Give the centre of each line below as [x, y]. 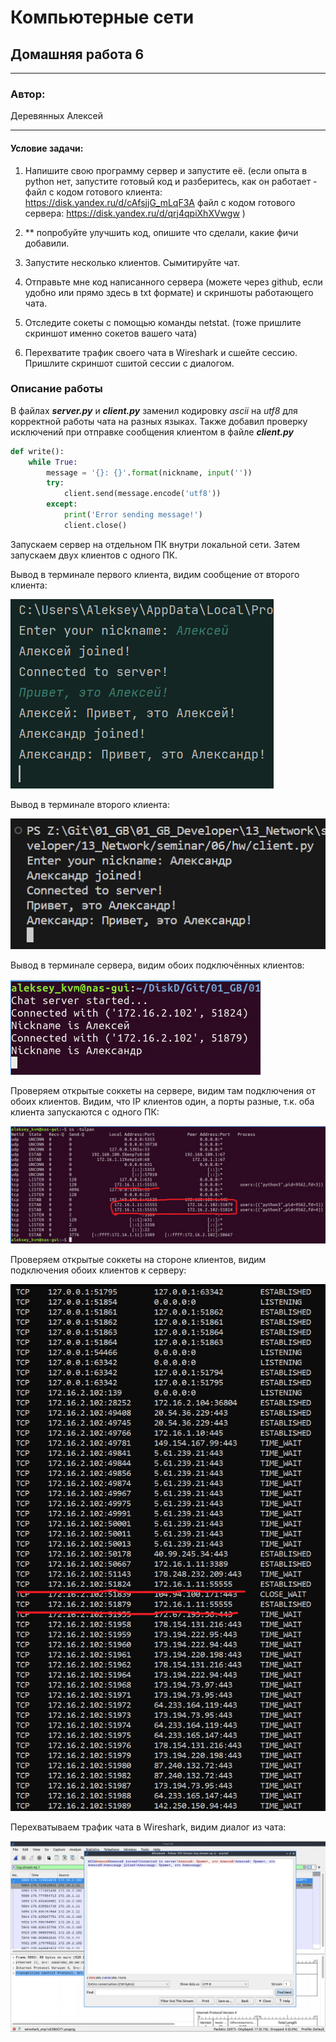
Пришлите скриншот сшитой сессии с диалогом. [129, 363]
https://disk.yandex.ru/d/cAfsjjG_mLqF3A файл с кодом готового [160, 202]
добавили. [47, 243]
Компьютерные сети [102, 17]
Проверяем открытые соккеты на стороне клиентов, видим [138, 1259]
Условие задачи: [47, 148]
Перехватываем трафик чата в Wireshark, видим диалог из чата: [148, 1827]
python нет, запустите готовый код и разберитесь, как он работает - [171, 181]
